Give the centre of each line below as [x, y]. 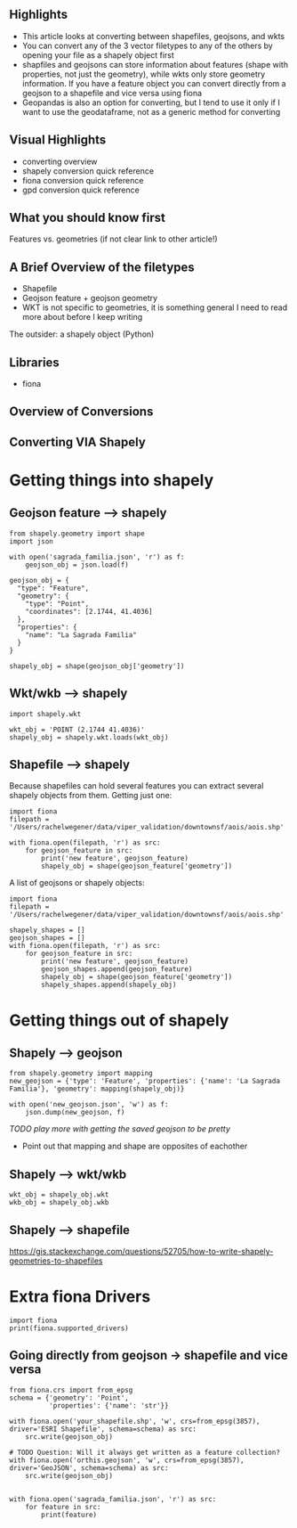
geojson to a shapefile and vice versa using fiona [112, 93]
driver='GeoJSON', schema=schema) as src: [89, 1468]
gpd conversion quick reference [80, 190]
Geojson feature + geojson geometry [90, 298]
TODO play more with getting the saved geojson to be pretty [120, 1129]
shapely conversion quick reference [88, 171]
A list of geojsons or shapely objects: [77, 883]
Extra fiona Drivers [80, 1297]
